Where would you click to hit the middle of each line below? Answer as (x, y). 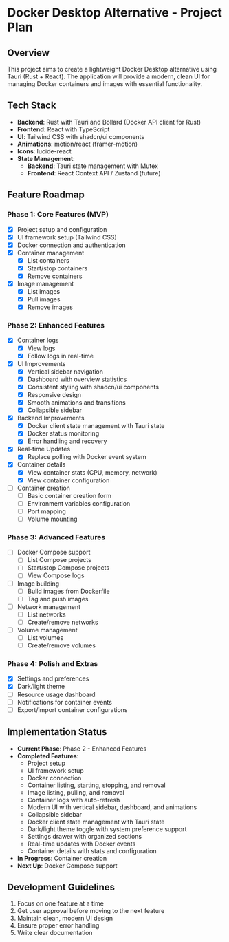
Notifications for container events (64, 702)
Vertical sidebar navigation (65, 371)
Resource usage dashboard (56, 694)
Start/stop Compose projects (68, 568)
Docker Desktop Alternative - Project (115, 13)
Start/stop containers (57, 268)
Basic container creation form (69, 495)
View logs (41, 348)
